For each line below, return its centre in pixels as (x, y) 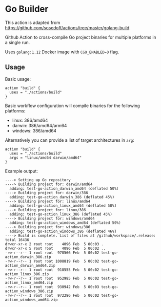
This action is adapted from (33, 22)
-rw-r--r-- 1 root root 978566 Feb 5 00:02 (52, 253)
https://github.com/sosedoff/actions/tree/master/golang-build (67, 27)
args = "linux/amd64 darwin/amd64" (46, 157)
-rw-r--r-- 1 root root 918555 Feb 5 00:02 (52, 270)
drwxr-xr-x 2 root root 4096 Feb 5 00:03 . (54, 244)
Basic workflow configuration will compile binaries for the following (72, 106)
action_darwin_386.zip (28, 257)
